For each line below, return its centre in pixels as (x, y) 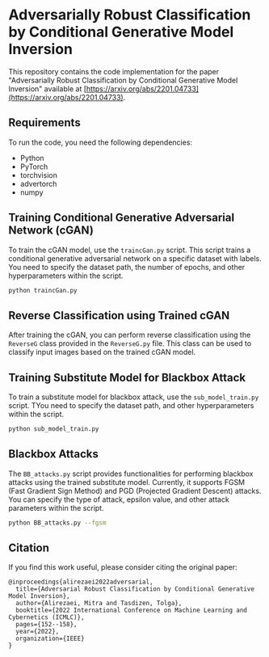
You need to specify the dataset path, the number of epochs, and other (127, 267)
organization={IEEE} (50, 639)
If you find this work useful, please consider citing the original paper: (123, 567)
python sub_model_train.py (54, 429)
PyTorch (34, 166)
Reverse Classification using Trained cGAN (119, 316)
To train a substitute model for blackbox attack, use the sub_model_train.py (134, 397)
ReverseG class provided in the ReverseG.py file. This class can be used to (130, 343)
